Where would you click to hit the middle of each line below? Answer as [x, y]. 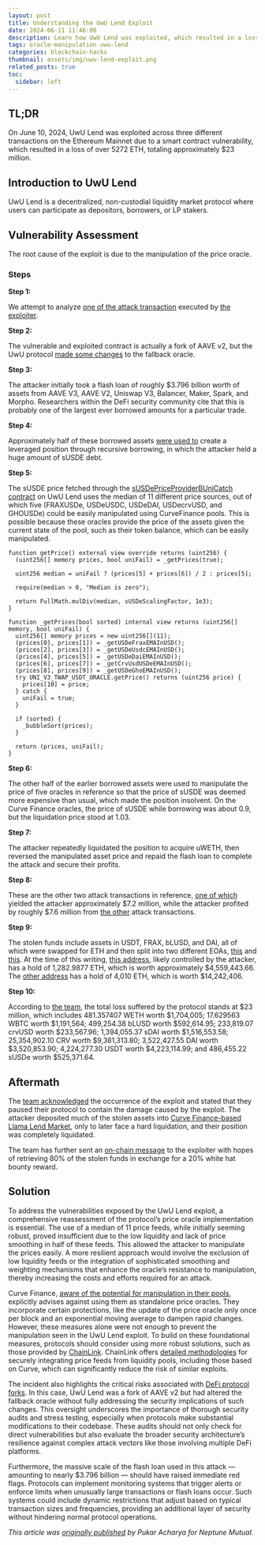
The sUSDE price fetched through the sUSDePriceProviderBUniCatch [121, 488]
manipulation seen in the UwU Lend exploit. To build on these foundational [129, 1335]
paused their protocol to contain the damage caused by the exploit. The [125, 1110]
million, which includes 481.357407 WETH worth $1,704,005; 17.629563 [124, 1016]
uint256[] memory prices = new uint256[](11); [93, 636]
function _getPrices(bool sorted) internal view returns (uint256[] [123, 622]
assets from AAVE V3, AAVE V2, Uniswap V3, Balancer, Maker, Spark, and [128, 394]
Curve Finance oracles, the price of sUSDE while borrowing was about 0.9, [130, 809]
